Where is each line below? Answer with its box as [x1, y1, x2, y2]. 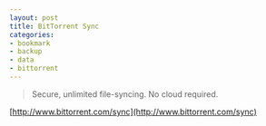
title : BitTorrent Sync [9, 22, 100, 31]
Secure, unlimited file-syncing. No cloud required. [31, 88, 219, 100]
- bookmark [9, 38, 51, 48]
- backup [9, 47, 43, 56]
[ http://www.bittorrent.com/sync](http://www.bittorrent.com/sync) [9, 106, 257, 117]
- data [9, 55, 34, 64]
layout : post [9, 13, 59, 23]
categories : [9, 30, 54, 39]
